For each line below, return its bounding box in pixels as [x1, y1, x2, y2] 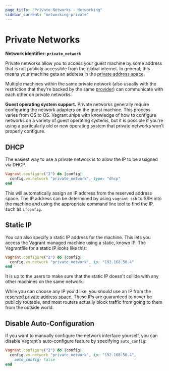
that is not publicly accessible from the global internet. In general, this [5, 66, 150, 72]
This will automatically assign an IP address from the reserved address [5, 190, 152, 196]
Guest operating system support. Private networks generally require [5, 102, 149, 108]
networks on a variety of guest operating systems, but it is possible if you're [5, 117, 163, 124]
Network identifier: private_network [5, 51, 81, 57]
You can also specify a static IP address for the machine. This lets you [5, 234, 151, 240]
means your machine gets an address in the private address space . [5, 71, 145, 77]
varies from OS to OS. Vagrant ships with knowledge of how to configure [5, 112, 156, 118]
